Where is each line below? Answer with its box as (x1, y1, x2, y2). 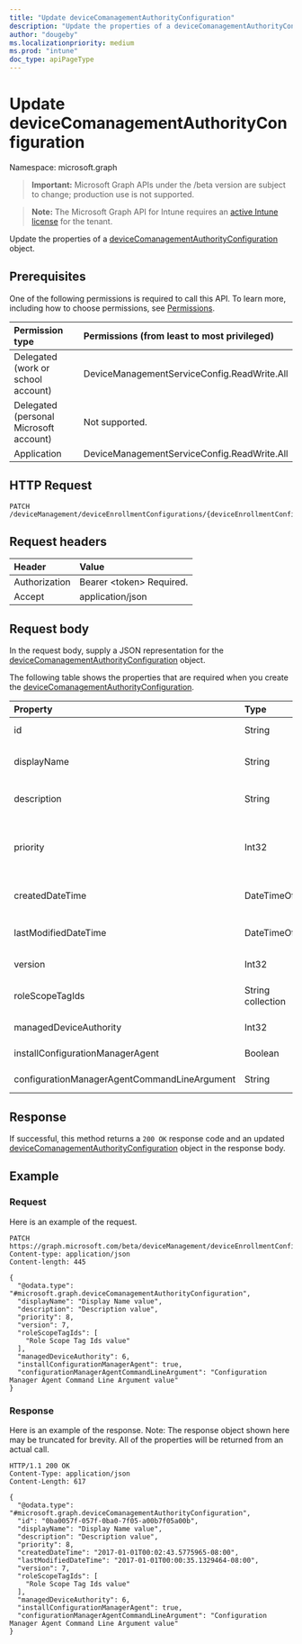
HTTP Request (9, 478, 93, 494)
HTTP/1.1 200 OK (9, 1461, 70, 1470)
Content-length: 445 (9, 1258, 87, 1267)
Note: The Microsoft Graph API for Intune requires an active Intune (31, 206, 279, 217)
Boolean (244, 1047, 280, 1059)
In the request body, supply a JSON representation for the (9, 645, 225, 656)
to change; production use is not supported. (31, 188, 195, 199)
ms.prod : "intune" (9, 47, 78, 56)
